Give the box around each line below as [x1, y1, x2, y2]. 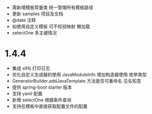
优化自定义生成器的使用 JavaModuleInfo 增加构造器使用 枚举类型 [12, 71, 147, 78]
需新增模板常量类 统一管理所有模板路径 [12, 5, 93, 10]
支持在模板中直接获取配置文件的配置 [12, 103, 88, 109]
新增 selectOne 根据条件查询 [12, 97, 72, 103]
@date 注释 [12, 17, 36, 23]
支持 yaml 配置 [12, 90, 42, 96]
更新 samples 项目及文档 [12, 11, 64, 17]
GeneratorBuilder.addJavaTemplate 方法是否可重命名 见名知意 [12, 78, 141, 84]
